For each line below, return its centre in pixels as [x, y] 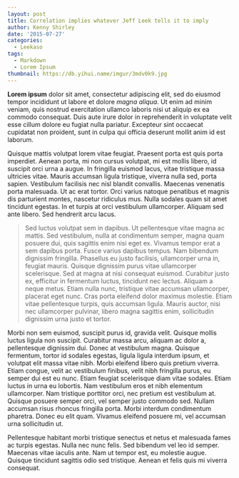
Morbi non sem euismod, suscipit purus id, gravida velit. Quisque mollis [112, 332]
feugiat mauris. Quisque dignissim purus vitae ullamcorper [111, 265]
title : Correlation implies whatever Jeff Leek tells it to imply [108, 21]
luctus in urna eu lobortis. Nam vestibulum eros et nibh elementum [105, 385]
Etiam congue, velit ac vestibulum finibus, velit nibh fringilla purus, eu [109, 370]
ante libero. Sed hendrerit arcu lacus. [62, 214]
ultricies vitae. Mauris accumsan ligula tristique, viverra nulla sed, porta [112, 176]
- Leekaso [28, 47]
